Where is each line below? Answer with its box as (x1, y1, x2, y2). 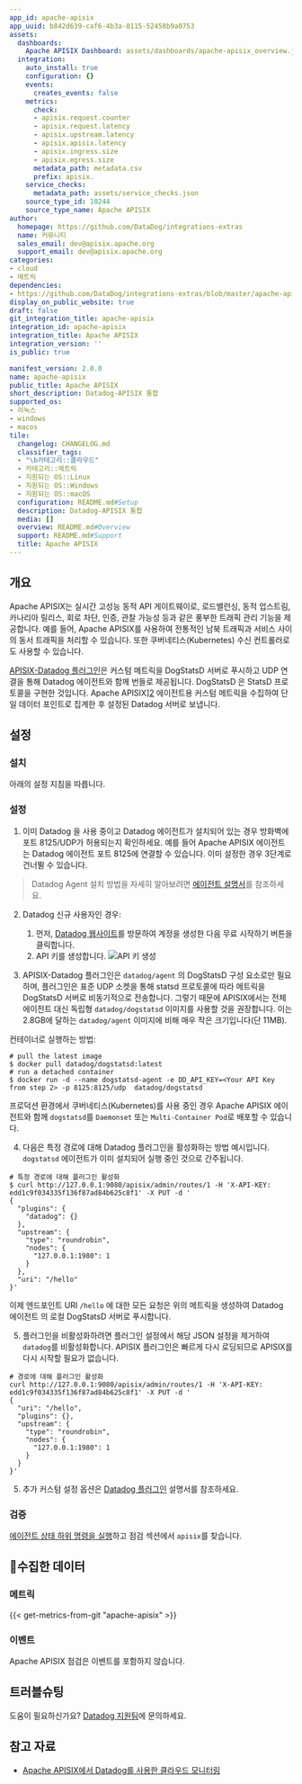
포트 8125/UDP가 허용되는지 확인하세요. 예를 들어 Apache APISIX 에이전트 (22, 837, 286, 847)
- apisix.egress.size (32, 155, 115, 165)
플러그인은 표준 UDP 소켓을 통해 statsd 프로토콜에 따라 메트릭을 (41, 981, 266, 991)
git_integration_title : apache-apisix (9, 314, 155, 324)
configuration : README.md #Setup (17, 498, 139, 507)
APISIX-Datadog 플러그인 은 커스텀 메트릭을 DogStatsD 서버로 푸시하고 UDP (9, 665, 279, 676)
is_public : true (9, 347, 70, 356)
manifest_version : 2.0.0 (9, 363, 102, 373)
